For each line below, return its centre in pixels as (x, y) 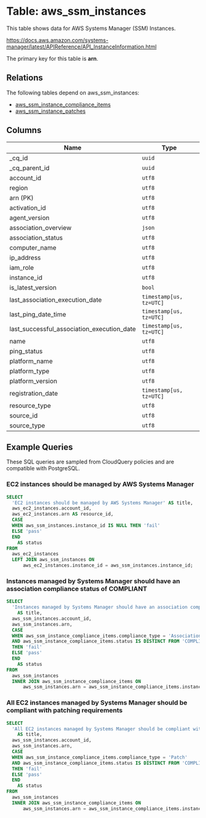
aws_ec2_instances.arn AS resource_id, (63, 514)
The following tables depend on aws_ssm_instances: (73, 93)
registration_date (34, 393)
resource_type (30, 405)
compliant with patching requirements (65, 711)
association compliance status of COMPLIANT (77, 589)
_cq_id (19, 158)
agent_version (30, 218)
